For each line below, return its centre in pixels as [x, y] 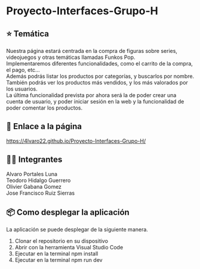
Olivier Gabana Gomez [34, 186]
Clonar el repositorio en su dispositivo [61, 241]
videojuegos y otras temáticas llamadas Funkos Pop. [71, 57]
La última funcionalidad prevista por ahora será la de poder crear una [91, 95]
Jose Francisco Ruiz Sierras [41, 193]
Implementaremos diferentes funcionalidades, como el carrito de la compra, [99, 63]
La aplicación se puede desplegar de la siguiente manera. [77, 230]
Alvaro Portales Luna [32, 174]
